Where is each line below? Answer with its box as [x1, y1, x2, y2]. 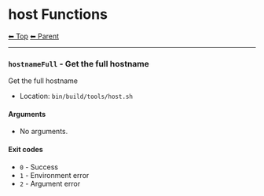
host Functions [8, 5, 108, 24]
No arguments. [19, 127, 68, 136]
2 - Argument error [19, 179, 81, 188]
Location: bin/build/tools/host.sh [19, 92, 134, 101]
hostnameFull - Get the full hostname [8, 58, 149, 69]
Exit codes [8, 145, 43, 154]
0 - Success [19, 162, 59, 172]
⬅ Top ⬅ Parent [8, 31, 60, 41]
